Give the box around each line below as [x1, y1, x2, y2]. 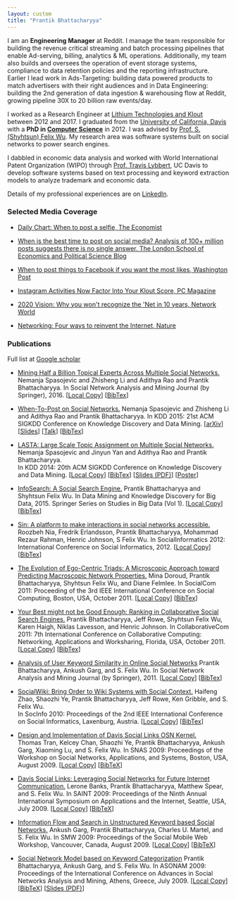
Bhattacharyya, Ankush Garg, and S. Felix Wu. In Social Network [17, 666, 204, 675]
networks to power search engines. [7, 139, 111, 148]
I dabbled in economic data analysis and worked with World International [7, 153, 218, 162]
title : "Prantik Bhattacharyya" [7, 17, 102, 24]
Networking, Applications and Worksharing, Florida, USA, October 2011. [17, 638, 225, 646]
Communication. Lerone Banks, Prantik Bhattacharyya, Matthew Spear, [17, 782, 224, 790]
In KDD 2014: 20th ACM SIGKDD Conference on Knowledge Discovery [17, 463, 222, 472]
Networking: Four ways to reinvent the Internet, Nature [17, 321, 176, 330]
